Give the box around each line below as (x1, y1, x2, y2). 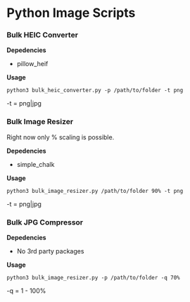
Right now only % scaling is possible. (6, 132, 115, 141)
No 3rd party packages (16, 247, 84, 256)
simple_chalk (16, 160, 55, 168)
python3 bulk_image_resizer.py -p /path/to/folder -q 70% (6, 275, 180, 282)
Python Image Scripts (6, 5, 136, 21)
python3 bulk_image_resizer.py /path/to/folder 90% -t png (6, 187, 184, 194)
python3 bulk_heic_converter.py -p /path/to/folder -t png (6, 87, 184, 94)
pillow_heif (16, 60, 49, 68)
